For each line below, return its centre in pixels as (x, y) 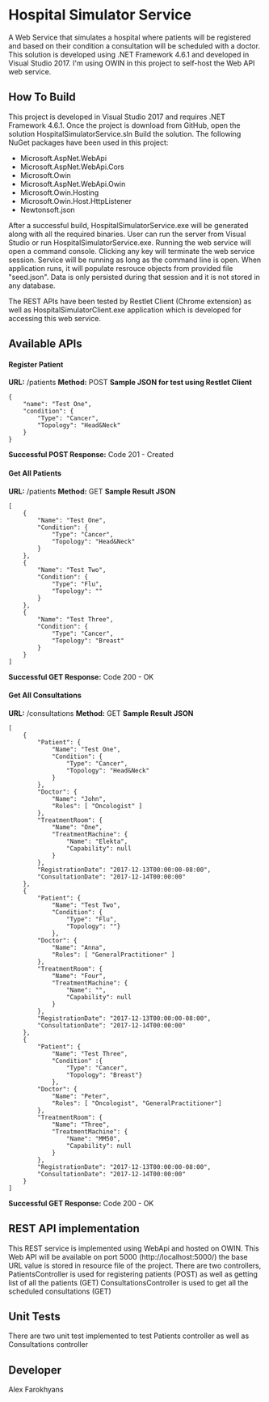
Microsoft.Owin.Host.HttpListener (76, 201)
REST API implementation (74, 1228)
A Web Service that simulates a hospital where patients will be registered (130, 37)
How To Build (42, 97)
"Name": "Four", (79, 976)
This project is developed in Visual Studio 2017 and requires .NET (117, 116)
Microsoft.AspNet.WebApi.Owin (73, 184)
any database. (32, 286)
